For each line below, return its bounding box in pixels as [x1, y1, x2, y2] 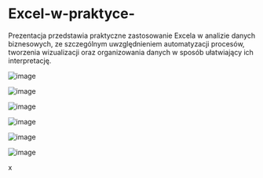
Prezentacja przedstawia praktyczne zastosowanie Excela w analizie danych [8, 31, 256, 40]
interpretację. [8, 56, 52, 65]
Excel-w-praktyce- [8, 5, 136, 23]
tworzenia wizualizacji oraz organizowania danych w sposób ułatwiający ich [8, 47, 254, 57]
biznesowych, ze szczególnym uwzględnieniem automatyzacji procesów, [8, 39, 245, 48]
